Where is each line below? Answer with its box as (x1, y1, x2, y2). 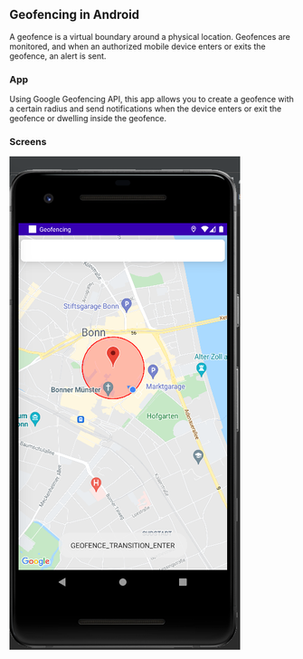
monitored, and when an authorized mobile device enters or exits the (9, 41, 266, 52)
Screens (9, 136, 47, 148)
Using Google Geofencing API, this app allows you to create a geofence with (9, 94, 294, 105)
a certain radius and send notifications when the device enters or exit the (9, 103, 282, 114)
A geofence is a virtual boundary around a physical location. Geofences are (9, 31, 291, 42)
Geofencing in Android (9, 7, 140, 23)
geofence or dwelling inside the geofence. (9, 113, 167, 124)
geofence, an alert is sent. (9, 50, 107, 62)
